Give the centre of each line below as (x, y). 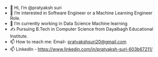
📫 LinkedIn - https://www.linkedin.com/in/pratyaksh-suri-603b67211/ (81, 49)
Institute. (19, 36)
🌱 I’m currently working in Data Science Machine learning (69, 23)
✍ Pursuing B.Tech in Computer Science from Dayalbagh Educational (81, 29)
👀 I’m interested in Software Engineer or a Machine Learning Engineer (81, 13)
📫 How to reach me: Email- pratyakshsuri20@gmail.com (68, 42)
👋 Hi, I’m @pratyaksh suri (36, 8)
